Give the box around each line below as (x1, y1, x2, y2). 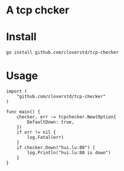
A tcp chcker (6, 4, 70, 17)
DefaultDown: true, (27, 119, 75, 125)
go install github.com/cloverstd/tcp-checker (6, 50, 119, 55)
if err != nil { (16, 129, 57, 135)
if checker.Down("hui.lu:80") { (16, 144, 95, 151)
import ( (6, 88, 27, 94)
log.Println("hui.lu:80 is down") (27, 149, 111, 155)
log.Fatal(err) (27, 134, 64, 140)
